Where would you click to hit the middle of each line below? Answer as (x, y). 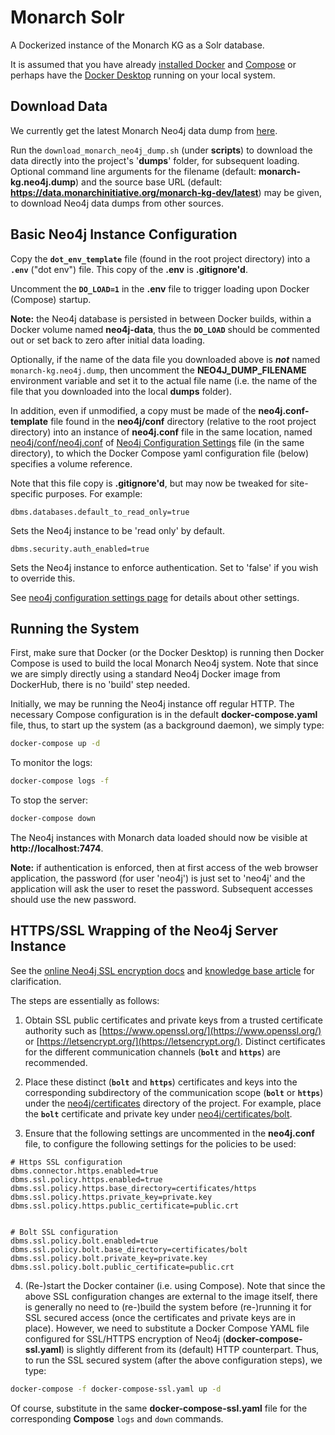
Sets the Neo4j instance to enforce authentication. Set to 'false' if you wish (164, 567)
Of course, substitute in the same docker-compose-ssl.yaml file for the (159, 1408)
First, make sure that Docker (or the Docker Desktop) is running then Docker (167, 653)
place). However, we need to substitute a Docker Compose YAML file (167, 1328)
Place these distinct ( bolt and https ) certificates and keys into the (161, 1082)
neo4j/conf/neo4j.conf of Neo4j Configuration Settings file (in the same (157, 442)
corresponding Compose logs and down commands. (117, 1418)
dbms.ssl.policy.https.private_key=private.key (111, 1197)
